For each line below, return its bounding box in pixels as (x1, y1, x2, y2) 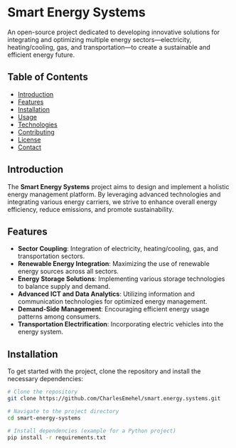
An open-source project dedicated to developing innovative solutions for (7, 28, 220, 36)
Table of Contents (7, 71, 89, 83)
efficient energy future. (7, 50, 75, 59)
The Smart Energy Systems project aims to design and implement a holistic (7, 182, 230, 191)
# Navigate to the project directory (7, 407, 119, 415)
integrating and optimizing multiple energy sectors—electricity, (7, 35, 192, 43)
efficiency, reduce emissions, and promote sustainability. (7, 205, 174, 213)
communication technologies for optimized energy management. (17, 297, 208, 306)
